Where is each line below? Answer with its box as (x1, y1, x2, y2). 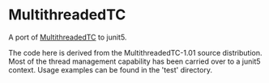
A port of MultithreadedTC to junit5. (8, 32, 127, 42)
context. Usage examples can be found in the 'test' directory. (8, 64, 213, 74)
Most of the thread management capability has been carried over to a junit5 (8, 56, 261, 66)
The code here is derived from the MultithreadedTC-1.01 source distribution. (8, 48, 263, 57)
